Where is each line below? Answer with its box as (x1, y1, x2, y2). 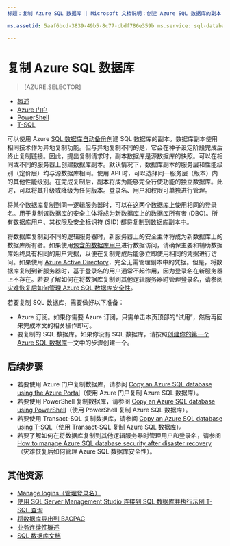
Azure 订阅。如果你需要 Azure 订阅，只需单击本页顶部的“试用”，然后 (16, 313, 211, 321)
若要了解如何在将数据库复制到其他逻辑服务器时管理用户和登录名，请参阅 (16, 432, 221, 440)
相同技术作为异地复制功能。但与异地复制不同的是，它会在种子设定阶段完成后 (7, 143, 223, 151)
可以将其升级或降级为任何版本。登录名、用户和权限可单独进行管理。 (18, 186, 211, 195)
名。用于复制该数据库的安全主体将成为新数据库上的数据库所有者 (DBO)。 (7, 210, 212, 218)
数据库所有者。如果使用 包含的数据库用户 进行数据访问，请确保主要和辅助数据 (7, 241, 223, 249)
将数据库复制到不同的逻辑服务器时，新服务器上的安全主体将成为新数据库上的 (7, 232, 223, 240)
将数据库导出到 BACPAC (16, 514, 86, 523)
